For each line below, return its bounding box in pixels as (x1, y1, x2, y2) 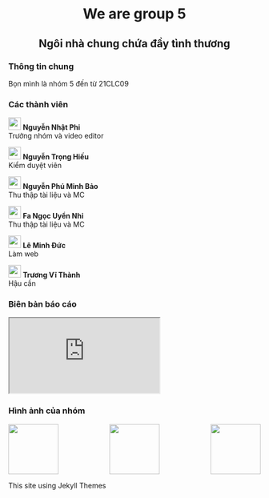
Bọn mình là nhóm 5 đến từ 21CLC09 (8, 78, 130, 88)
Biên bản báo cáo (8, 299, 78, 310)
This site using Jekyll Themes (8, 480, 106, 490)
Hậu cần (8, 279, 36, 288)
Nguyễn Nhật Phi (22, 122, 81, 132)
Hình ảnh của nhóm (8, 405, 86, 416)
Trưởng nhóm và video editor (8, 131, 104, 141)
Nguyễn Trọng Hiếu (22, 152, 90, 162)
